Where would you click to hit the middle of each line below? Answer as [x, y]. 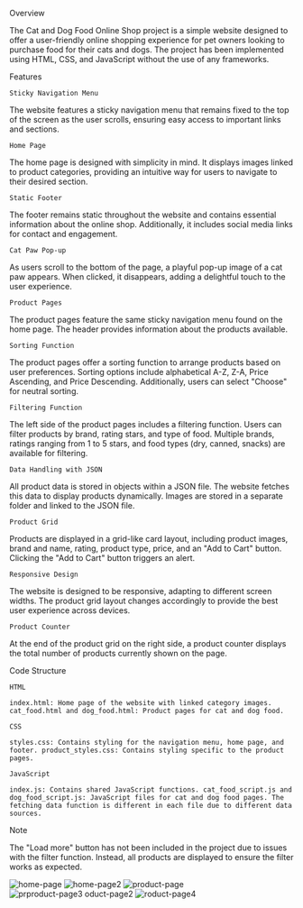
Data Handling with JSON [56, 470]
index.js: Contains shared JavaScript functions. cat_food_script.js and [151, 790]
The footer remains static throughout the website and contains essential [143, 215]
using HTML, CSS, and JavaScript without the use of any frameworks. [139, 59]
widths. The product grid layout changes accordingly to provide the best [144, 601]
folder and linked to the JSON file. [72, 505]
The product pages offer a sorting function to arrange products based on [145, 362]
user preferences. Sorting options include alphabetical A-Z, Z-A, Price [139, 372]
